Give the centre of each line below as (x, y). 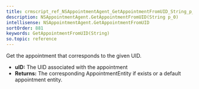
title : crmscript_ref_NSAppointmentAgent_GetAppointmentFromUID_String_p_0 (102, 11)
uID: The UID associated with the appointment (71, 67)
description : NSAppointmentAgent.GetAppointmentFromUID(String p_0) (92, 17)
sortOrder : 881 (25, 28)
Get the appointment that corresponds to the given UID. (74, 56)
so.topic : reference (32, 39)
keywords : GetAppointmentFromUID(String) (58, 34)
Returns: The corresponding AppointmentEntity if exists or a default (98, 73)
